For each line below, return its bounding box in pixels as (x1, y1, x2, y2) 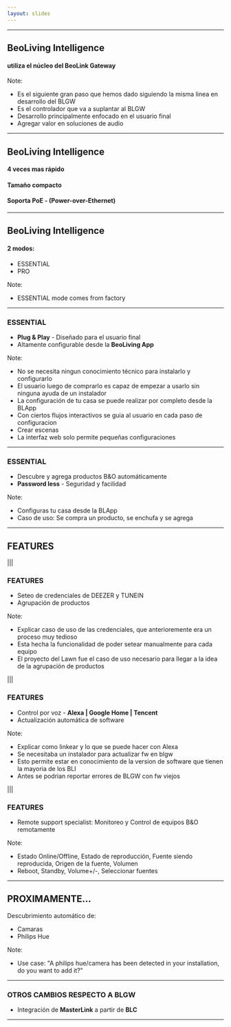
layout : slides (7, 10, 51, 17)
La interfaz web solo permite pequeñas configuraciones (16, 432, 176, 441)
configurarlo (16, 374, 53, 383)
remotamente (16, 825, 56, 833)
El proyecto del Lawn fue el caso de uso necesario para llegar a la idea (16, 655, 218, 663)
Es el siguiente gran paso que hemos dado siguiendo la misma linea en (16, 90, 219, 99)
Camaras (16, 925, 43, 933)
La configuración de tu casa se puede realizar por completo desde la (16, 396, 213, 404)
